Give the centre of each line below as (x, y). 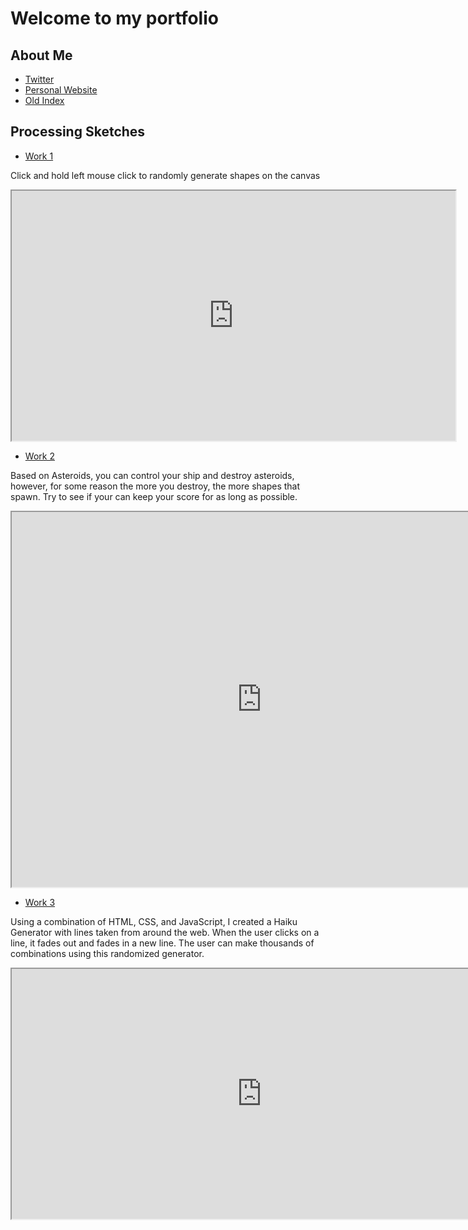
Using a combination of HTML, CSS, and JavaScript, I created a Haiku (154, 921)
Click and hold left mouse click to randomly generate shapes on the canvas (165, 175)
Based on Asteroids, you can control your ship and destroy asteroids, (152, 475)
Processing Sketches (78, 132)
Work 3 (40, 902)
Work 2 (39, 456)
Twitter (39, 79)
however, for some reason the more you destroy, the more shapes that (155, 486)
